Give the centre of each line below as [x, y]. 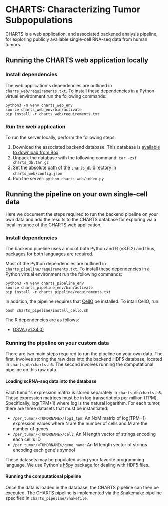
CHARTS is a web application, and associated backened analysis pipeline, [81, 34]
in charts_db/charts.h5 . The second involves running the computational [79, 364]
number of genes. [31, 429]
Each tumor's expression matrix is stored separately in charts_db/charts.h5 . [84, 392]
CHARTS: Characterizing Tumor [73, 9]
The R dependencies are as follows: [42, 320]
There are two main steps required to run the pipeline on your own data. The [84, 354]
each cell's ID [27, 439]
